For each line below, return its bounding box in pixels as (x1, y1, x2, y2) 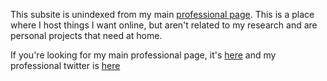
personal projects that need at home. (10, 30, 163, 41)
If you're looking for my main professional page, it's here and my (10, 49, 277, 61)
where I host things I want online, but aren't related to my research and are (10, 19, 318, 31)
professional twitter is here (10, 60, 121, 71)
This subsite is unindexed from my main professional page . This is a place (10, 9, 315, 20)
